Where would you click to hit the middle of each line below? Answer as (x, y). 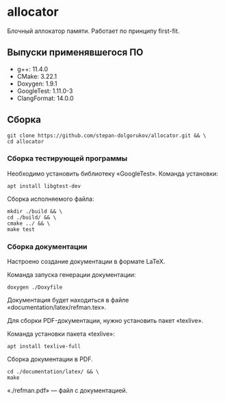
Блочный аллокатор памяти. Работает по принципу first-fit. (93, 31)
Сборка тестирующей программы (67, 158)
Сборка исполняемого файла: (51, 199)
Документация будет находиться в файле (68, 300)
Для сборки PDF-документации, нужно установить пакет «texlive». (105, 321)
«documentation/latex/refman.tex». (57, 307)
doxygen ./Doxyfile (35, 288)
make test (21, 229)
